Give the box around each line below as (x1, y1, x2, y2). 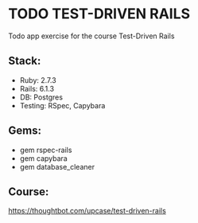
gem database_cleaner (19, 162, 95, 171)
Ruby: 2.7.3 (19, 75, 57, 84)
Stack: (8, 54, 41, 68)
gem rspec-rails (19, 145, 72, 155)
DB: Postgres (19, 92, 64, 102)
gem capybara (19, 153, 68, 163)
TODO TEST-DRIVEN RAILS (8, 5, 191, 23)
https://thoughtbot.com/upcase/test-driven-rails (8, 206, 167, 216)
